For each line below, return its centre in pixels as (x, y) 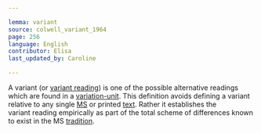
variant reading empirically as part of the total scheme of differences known (130, 113)
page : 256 (24, 37)
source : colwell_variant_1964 (58, 29)
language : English (38, 44)
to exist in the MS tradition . (52, 121)
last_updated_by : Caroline (52, 59)
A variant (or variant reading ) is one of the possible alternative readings (123, 88)
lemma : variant (33, 22)
